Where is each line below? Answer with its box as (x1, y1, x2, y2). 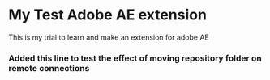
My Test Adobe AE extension (8, 6, 207, 24)
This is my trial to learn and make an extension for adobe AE (8, 32, 209, 42)
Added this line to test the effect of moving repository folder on (8, 53, 262, 64)
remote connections (8, 62, 90, 74)
